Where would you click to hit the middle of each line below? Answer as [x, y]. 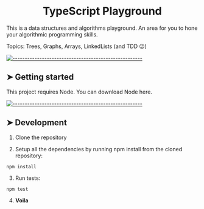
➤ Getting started [40, 77]
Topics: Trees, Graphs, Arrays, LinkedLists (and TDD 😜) [77, 46]
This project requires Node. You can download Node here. [79, 92]
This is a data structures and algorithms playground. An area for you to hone [102, 28]
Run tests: [28, 178]
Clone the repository [41, 137]
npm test [17, 189]
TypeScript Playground [102, 11]
